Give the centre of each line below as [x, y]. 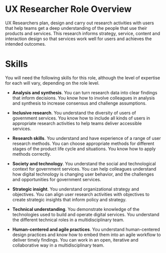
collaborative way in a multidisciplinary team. [58, 245]
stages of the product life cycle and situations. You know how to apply [84, 149]
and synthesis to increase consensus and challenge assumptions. [80, 103]
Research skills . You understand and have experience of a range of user [86, 138]
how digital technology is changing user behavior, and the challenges [83, 174]
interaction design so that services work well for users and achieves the [79, 39]
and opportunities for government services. [57, 179]
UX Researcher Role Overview [68, 9]
